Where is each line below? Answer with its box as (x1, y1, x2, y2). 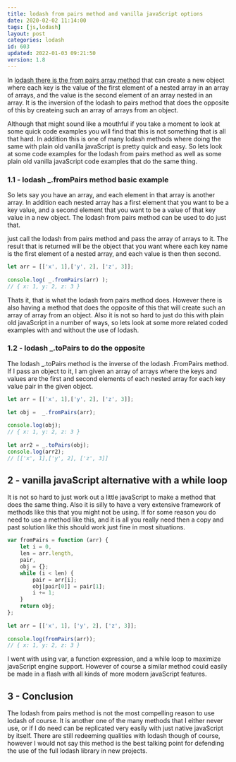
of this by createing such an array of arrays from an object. (7, 105, 179, 114)
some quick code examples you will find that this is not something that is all (7, 127, 226, 135)
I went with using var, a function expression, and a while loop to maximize (7, 655, 221, 663)
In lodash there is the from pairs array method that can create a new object (7, 76, 225, 84)
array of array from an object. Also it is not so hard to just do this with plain (7, 310, 224, 319)
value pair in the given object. (7, 382, 94, 390)
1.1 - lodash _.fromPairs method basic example (7, 175, 169, 184)
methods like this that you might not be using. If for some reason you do (7, 508, 216, 517)
